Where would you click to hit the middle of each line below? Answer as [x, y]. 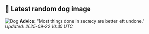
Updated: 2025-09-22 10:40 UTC [39, 26]
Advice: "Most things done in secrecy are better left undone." [82, 21]
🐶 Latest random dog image [48, 9]
